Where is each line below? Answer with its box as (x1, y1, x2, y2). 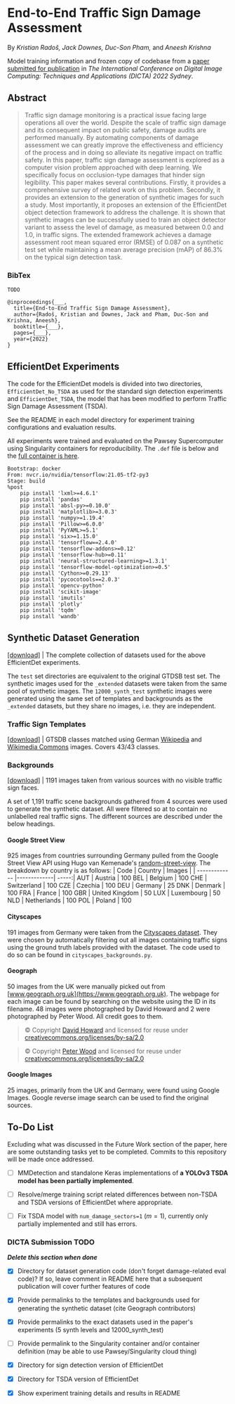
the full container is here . (7, 452, 79, 460)
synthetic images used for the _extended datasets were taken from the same (7, 679, 227, 687)
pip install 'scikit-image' (20, 588, 102, 595)
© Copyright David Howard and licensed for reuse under (24, 1026, 189, 1034)
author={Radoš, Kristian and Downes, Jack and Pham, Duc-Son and (13, 311, 209, 318)
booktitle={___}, (13, 324, 65, 331)
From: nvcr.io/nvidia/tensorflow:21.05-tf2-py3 (7, 471, 149, 478)
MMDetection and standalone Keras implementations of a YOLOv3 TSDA (17, 1168, 229, 1177)
